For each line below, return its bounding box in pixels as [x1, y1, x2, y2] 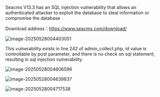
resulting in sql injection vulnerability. [5, 56, 83, 62]
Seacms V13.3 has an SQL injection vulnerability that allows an [5, 5, 137, 10]
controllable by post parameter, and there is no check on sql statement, [5, 51, 155, 57]
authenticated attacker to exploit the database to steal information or [5, 10, 149, 16]
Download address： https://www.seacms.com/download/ [5, 25, 127, 31]
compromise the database [5, 15, 60, 21]
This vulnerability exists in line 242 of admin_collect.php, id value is [5, 46, 147, 51]
